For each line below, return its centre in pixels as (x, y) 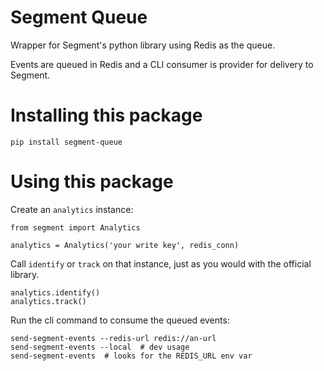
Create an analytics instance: (72, 209)
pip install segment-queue (66, 142)
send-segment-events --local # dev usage (100, 347)
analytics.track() (48, 301)
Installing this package (106, 115)
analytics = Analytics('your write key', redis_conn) (125, 245)
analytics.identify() (55, 292)
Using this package (92, 182)
